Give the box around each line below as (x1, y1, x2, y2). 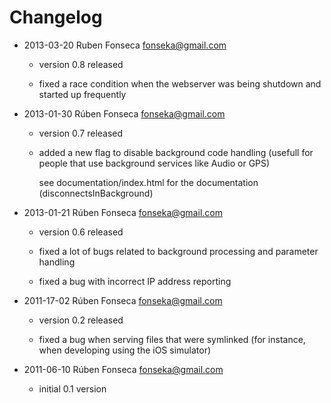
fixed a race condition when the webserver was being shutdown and (38, 77, 322, 90)
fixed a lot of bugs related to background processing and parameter (38, 245, 319, 257)
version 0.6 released (38, 226, 124, 238)
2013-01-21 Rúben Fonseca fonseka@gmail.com (23, 206, 223, 218)
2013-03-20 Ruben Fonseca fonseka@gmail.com (23, 39, 227, 51)
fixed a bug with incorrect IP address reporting (38, 275, 232, 287)
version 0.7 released (38, 127, 124, 139)
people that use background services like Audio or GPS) (38, 157, 271, 169)
